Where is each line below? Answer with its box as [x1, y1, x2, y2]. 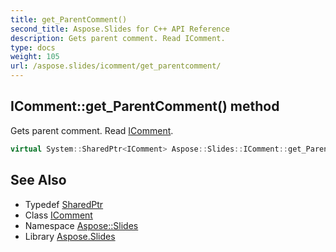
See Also [10, 172, 67, 189]
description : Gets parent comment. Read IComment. [10, 33, 226, 43]
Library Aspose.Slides [24, 230, 116, 242]
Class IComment [24, 209, 93, 221]
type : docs [10, 42, 56, 53]
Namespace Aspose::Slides [24, 219, 139, 231]
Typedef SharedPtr [24, 198, 104, 210]
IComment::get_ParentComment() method [10, 98, 280, 115]
